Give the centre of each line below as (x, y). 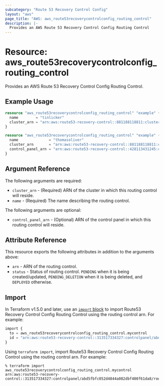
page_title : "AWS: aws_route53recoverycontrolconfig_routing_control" (78, 19)
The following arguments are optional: (43, 210)
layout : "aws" (20, 14)
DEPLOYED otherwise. (32, 282)
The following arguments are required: (43, 181)
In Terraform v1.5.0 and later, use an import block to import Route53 (73, 309)
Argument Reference (38, 169)
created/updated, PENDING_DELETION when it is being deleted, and (77, 277)
